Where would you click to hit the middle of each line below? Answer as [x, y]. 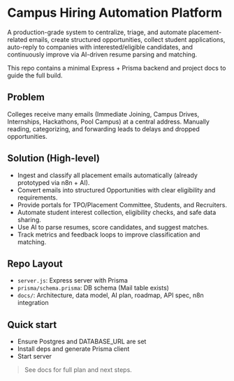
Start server [35, 357]
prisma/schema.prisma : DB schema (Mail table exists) [93, 288]
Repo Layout [35, 263]
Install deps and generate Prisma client [73, 349]
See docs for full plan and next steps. [78, 370]
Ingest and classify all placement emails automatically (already [107, 175]
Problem [26, 97]
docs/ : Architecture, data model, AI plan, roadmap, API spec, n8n [110, 295]
